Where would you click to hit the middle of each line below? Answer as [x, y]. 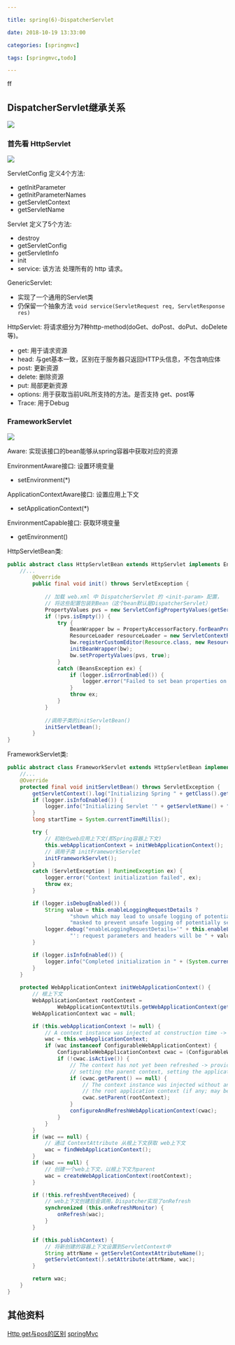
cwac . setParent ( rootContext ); [126, 1098]
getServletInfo [38, 253]
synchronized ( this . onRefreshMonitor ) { [104, 1208]
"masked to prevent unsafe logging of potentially [145, 923]
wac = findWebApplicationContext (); [98, 1150]
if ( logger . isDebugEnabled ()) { [80, 903]
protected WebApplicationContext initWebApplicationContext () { [115, 987]
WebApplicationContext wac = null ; [84, 1013]
